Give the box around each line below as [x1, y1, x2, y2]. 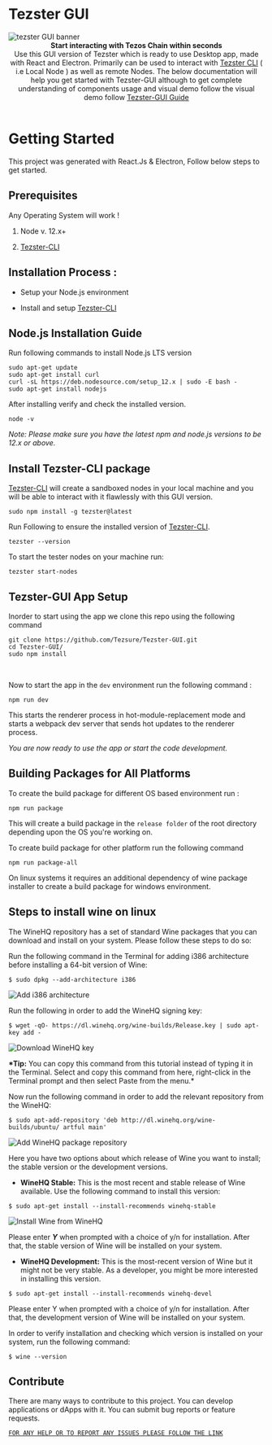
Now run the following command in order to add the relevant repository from [8, 1092, 264, 1101]
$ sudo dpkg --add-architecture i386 [8, 975, 136, 983]
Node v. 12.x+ [19, 226, 67, 236]
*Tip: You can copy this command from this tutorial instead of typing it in [8, 1058, 253, 1068]
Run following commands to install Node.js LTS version [8, 348, 192, 358]
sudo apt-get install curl [8, 371, 100, 379]
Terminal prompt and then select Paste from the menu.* [8, 1075, 195, 1085]
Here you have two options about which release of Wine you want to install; [8, 1153, 261, 1163]
